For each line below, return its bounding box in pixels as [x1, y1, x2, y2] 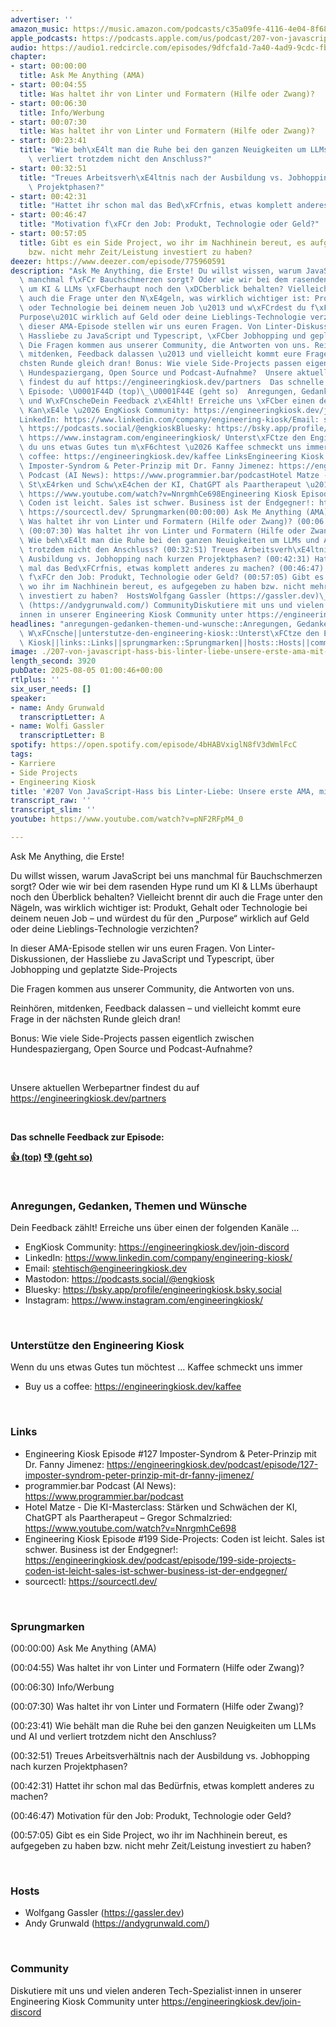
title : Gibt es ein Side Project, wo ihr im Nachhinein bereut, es [19, 237, 307, 248]
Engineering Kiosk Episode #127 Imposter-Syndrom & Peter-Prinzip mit [24, 1447, 317, 1460]
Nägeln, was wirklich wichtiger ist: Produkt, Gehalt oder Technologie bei [10, 901, 308, 913]
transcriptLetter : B [19, 731, 105, 741]
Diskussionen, [10, 952, 69, 965]
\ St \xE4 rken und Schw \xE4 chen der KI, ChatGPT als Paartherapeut [19, 479, 302, 490]
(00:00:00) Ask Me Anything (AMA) [10, 1642, 157, 1655]
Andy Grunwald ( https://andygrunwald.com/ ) [24, 1917, 211, 1930]
